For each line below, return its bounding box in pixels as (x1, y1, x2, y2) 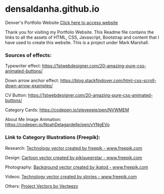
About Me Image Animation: (5, 117, 61, 122)
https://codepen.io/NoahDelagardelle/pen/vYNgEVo (5, 121, 110, 128)
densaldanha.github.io (5, 3, 99, 15)
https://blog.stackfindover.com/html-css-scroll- (60, 77, 157, 84)
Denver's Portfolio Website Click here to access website (5, 20, 118, 25)
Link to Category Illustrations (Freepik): (5, 134, 100, 141)
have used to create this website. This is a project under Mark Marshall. (5, 39, 149, 45)
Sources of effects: (5, 51, 52, 58)
